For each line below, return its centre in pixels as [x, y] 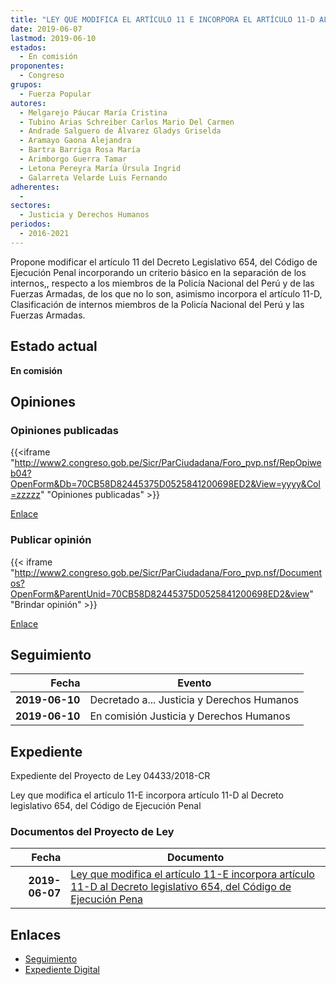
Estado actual [54, 346]
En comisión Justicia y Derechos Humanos [190, 716]
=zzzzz [25, 495]
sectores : [31, 206]
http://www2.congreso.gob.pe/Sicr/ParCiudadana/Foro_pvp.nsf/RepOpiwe [168, 463]
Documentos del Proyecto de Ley [92, 832]
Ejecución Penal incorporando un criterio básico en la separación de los [158, 272]
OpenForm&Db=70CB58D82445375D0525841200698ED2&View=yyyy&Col [165, 484]
